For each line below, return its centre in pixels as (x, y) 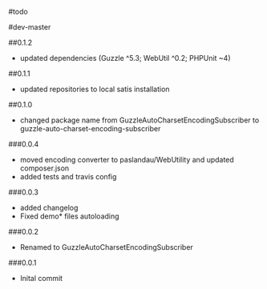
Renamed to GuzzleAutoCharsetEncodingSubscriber (107, 247)
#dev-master (30, 27)
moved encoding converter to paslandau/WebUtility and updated (127, 160)
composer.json (44, 168)
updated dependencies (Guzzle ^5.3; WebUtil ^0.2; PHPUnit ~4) (125, 58)
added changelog (49, 208)
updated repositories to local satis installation (95, 89)
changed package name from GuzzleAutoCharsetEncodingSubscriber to (140, 120)
